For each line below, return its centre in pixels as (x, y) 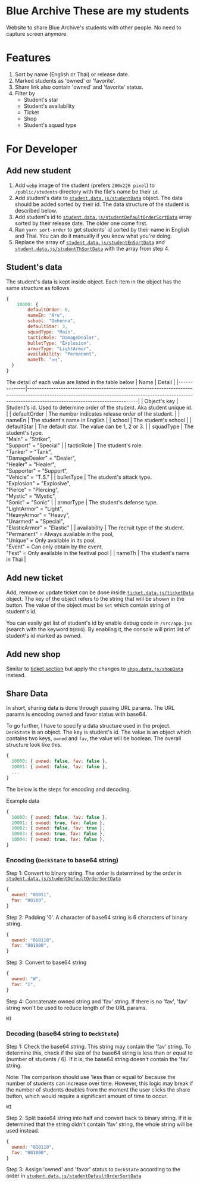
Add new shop (33, 654)
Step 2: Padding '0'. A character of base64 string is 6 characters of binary (97, 917)
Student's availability (49, 106)
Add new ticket (35, 578)
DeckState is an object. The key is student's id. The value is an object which (99, 732)
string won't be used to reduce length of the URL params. (77, 1008)
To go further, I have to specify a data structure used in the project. (88, 726)
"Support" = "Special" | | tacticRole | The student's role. (75, 445)
